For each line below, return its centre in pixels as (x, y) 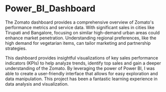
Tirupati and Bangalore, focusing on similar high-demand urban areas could (83, 32)
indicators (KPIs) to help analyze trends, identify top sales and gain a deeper (83, 63)
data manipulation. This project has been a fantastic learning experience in (81, 79)
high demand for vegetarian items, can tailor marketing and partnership (78, 43)
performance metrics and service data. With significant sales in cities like (80, 27)
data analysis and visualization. (37, 84)
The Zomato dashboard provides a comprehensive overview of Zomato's (80, 22)
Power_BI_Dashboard (50, 9)
